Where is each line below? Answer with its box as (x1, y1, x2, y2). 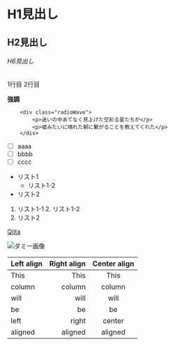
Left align (10, 259, 43, 269)
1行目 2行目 (7, 80, 40, 88)
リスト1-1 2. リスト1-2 (17, 204, 80, 213)
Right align (49, 259, 86, 269)
